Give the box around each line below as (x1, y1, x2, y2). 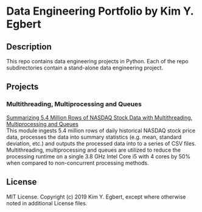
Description (6, 41, 52, 52)
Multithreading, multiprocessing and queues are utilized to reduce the (6, 146, 181, 154)
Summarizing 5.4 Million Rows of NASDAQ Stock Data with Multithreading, (6, 114, 193, 121)
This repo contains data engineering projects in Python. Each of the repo (6, 58, 189, 65)
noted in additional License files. (6, 199, 88, 207)
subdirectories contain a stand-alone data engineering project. (6, 64, 163, 71)
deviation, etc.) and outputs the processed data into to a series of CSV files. (6, 140, 197, 147)
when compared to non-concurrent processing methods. (6, 159, 149, 166)
